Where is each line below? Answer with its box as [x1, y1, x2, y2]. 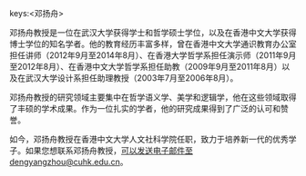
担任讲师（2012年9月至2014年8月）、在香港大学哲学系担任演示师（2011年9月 [9, 50, 297, 61]
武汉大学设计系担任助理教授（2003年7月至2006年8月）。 [25, 73, 239, 83]
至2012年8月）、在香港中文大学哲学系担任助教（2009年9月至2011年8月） [9, 62, 282, 72]
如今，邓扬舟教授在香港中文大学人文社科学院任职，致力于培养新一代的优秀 [9, 134, 289, 144]
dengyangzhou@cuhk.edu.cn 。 [9, 157, 128, 167]
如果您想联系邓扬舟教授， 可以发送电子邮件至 [25, 145, 193, 156]
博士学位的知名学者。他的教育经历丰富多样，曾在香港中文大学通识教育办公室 [9, 39, 297, 49]
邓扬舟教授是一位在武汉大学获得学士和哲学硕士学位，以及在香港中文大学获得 [9, 27, 297, 38]
